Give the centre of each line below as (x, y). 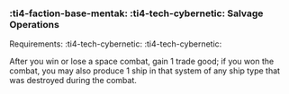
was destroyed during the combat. (73, 81)
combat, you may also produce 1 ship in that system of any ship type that (145, 71)
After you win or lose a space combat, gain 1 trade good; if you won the (142, 62)
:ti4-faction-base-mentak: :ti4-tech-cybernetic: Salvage (136, 13)
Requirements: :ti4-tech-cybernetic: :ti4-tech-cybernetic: (116, 44)
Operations (35, 24)
